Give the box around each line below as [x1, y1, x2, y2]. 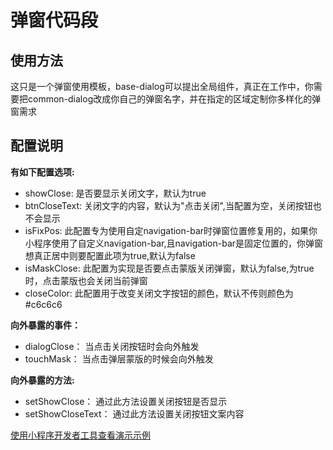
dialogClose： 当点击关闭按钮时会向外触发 [24, 340, 200, 352]
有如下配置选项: [10, 166, 75, 178]
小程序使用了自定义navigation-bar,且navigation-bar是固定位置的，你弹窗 [24, 237, 324, 249]
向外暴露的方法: [10, 374, 75, 386]
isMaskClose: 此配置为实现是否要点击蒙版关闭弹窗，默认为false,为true [24, 262, 315, 274]
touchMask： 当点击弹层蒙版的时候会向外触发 [24, 352, 214, 365]
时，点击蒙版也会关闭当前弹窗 [24, 274, 148, 286]
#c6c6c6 [24, 298, 63, 310]
